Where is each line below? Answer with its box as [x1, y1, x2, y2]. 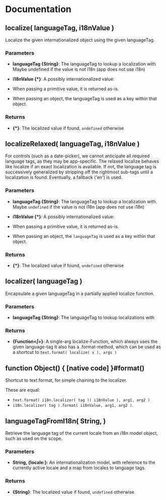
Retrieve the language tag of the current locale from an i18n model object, [5, 430, 158, 436]
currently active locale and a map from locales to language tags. [12, 465, 146, 471]
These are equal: [5, 387, 40, 393]
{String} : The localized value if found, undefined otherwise [12, 489, 135, 495]
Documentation [5, 4, 72, 15]
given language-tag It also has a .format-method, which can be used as [12, 344, 161, 350]
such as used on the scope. [5, 435, 63, 442]
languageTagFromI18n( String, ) [5, 417, 106, 425]
